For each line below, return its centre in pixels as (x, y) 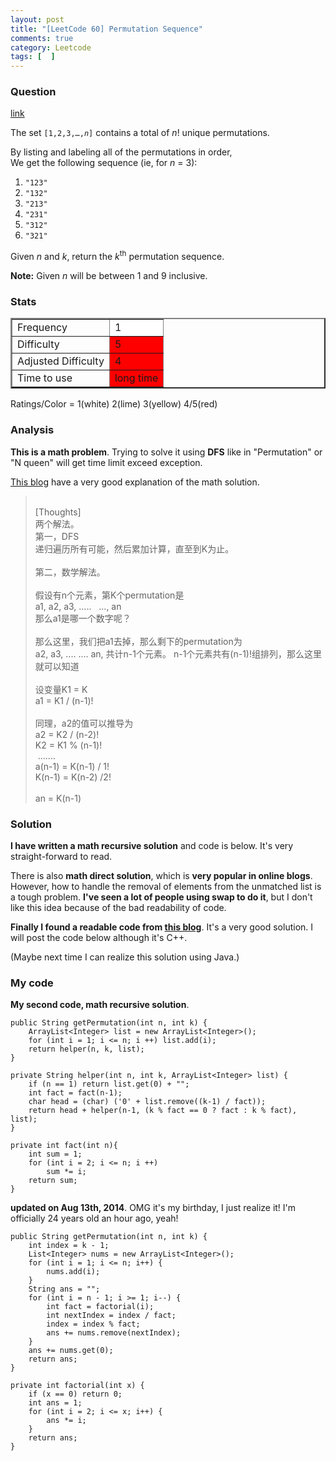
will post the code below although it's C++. (99, 937)
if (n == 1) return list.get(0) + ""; (109, 1084)
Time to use (45, 378)
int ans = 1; (55, 1403)
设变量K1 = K (61, 689)
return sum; (53, 1181)
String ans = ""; (64, 1289)
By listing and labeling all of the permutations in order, (121, 152)
